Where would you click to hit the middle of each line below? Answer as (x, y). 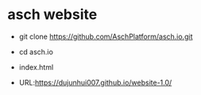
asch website (52, 15)
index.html (36, 67)
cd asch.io (36, 51)
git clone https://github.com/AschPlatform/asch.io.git (106, 36)
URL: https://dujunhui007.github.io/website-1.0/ (95, 82)
